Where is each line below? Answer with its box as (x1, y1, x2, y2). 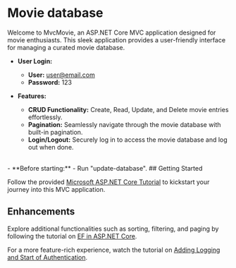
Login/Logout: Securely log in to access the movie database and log (27, 135, 228, 144)
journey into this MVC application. (7, 185, 106, 193)
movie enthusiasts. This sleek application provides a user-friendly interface (7, 35, 226, 44)
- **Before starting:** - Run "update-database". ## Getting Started (7, 164, 203, 172)
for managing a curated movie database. (7, 43, 125, 51)
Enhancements (7, 206, 75, 218)
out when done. (27, 142, 74, 151)
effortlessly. (27, 113, 63, 121)
